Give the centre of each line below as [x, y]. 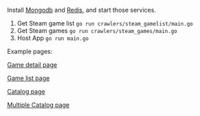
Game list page [29, 78]
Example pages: [30, 51]
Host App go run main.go [53, 38]
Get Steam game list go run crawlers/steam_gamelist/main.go [105, 23]
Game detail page [32, 65]
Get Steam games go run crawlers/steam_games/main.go [97, 31]
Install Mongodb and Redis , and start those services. [82, 10]
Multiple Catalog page [38, 105]
